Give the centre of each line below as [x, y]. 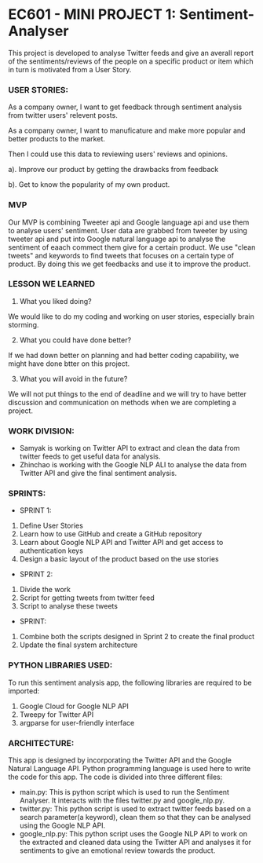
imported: [24, 691]
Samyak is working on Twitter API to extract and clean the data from [130, 448]
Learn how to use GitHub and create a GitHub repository [111, 534]
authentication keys [51, 550]
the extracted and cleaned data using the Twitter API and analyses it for [135, 843]
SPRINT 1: [35, 510]
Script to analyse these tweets [68, 606]
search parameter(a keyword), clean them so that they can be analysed [135, 817]
